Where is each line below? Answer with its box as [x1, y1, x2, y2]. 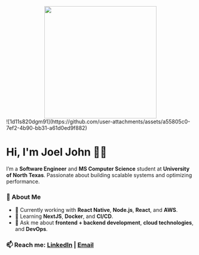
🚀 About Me [6, 193, 41, 201]
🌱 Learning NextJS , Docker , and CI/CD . [14, 212, 114, 220]
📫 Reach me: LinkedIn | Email [6, 241, 94, 249]
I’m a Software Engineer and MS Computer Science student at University [6, 165, 190, 172]
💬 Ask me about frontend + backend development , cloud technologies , [14, 219, 194, 226]
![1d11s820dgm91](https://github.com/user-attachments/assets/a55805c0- [6, 118, 191, 125]
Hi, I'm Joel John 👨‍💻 [6, 145, 108, 159]
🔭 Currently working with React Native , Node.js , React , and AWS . [14, 207, 178, 214]
